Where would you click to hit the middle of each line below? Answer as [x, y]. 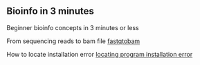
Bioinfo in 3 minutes [51, 11]
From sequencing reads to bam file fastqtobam [73, 41]
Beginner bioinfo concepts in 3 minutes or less [73, 27]
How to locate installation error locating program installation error [100, 54]
